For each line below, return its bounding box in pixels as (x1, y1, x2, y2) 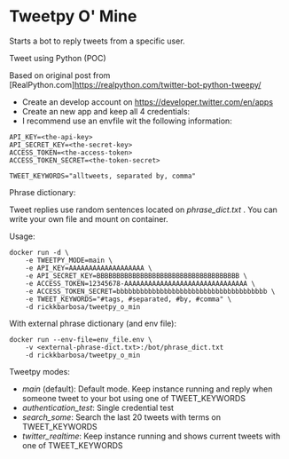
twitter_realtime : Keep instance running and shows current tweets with (21, 431, 281, 441)
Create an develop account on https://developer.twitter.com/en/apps (21, 96, 273, 107)
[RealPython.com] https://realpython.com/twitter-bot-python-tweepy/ (9, 79, 262, 90)
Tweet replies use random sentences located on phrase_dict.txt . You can (9, 204, 277, 215)
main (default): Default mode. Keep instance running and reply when (21, 384, 273, 394)
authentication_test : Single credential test (21, 402, 175, 413)
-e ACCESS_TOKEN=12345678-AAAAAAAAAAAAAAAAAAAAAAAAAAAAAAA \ (25, 279, 255, 288)
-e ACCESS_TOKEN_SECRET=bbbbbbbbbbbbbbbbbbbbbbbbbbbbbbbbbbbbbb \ (25, 287, 276, 296)
